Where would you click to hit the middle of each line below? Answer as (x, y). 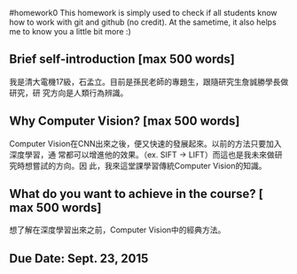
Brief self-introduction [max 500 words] (122, 60)
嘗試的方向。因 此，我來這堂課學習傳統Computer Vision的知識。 (149, 165)
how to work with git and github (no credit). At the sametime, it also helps (143, 22)
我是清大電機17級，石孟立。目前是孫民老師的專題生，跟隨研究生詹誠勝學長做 (149, 81)
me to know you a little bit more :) (70, 31)
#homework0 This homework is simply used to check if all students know (143, 13)
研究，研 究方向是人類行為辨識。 (69, 93)
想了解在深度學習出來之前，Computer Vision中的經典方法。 (117, 230)
